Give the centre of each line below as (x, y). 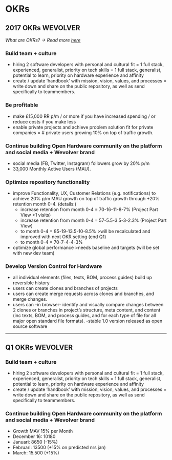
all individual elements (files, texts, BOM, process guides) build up (82, 278)
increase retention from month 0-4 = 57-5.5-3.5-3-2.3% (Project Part (93, 220)
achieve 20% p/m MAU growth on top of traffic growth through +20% (86, 199)
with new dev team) (34, 253)
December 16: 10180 (34, 436)
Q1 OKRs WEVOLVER (39, 347)
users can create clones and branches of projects (65, 288)
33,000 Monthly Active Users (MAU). (52, 169)
